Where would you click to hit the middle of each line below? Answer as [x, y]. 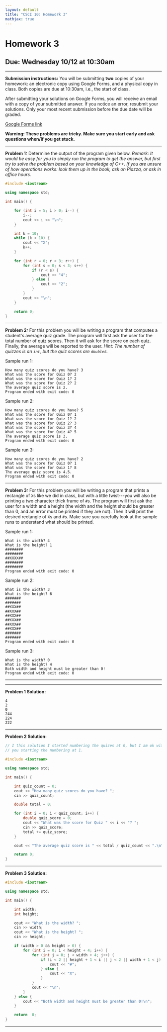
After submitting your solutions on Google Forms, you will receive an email [81, 99]
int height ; [26, 914]
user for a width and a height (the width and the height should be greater [80, 506]
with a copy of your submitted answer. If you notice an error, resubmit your [82, 104]
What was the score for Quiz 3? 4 [41, 428]
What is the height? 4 [29, 664]
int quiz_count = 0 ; [35, 786]
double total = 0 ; [33, 804]
